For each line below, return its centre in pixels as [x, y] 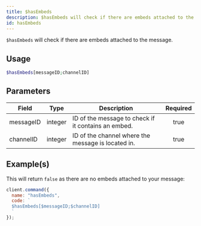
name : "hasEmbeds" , [36, 195]
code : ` [21, 201]
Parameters [28, 91]
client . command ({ [28, 189]
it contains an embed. [103, 125]
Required [179, 108]
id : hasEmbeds [24, 23]
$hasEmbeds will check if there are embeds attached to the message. [90, 40]
